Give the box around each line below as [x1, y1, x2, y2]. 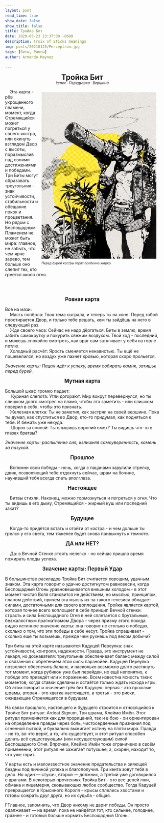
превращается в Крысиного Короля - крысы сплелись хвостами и [5, 787, 144, 793]
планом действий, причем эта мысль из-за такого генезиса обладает [5, 596, 151, 602]
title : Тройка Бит [5, 29, 43, 34]
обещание [5, 204, 27, 209]
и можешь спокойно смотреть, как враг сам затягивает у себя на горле [5, 337, 157, 344]
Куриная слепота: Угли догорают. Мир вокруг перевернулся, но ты [11, 393, 152, 399]
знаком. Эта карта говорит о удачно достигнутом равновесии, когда [5, 581, 149, 587]
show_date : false [5, 18, 41, 23]
